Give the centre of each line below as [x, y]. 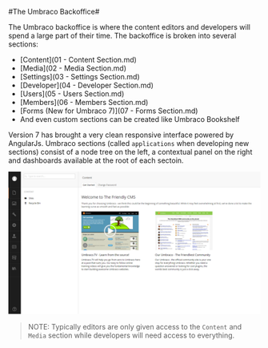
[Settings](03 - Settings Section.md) [80, 77]
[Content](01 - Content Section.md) [78, 60]
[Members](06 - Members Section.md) [84, 102]
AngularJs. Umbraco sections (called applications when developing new [129, 143]
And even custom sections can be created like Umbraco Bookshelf [130, 119]
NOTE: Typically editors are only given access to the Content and [135, 327]
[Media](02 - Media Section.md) [73, 68]
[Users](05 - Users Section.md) [72, 94]
